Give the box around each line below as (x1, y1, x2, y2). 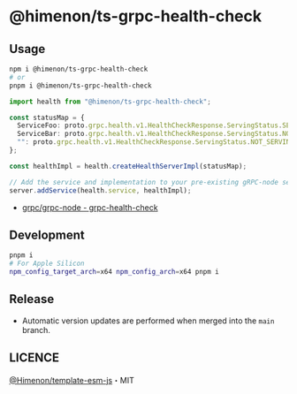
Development (9, 227, 86, 242)
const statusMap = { (9, 113, 86, 122)
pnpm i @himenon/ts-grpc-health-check (9, 81, 152, 90)
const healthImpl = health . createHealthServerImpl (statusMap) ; (9, 162, 247, 170)
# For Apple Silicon (9, 259, 86, 269)
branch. (21, 324, 51, 335)
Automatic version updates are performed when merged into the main (21, 315, 275, 326)
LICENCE (9, 351, 60, 366)
